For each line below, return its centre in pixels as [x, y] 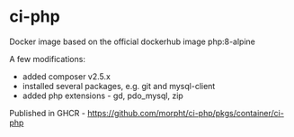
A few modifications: [47, 59]
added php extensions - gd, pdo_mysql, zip [103, 96]
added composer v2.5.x [66, 76]
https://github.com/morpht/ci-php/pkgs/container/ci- [186, 113]
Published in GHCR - [47, 113]
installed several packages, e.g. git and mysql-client [119, 86]
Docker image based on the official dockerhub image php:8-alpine [133, 41]
